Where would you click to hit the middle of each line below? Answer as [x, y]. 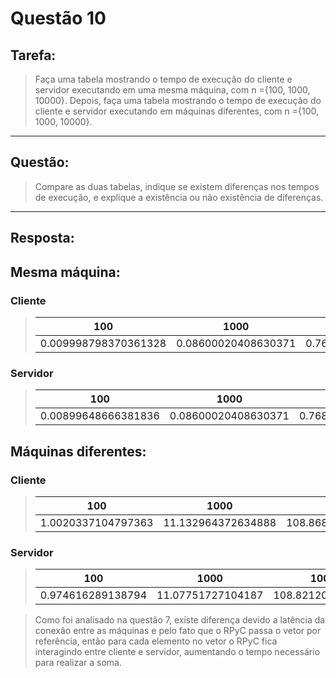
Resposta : [42, 238]
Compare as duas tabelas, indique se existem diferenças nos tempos [177, 186]
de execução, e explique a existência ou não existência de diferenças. [179, 197]
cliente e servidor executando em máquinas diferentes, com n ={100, [177, 111]
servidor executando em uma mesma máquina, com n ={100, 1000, [172, 90]
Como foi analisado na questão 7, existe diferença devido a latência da [180, 620]
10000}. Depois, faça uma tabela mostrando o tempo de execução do [178, 100]
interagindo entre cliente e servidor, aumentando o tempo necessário [177, 652]
